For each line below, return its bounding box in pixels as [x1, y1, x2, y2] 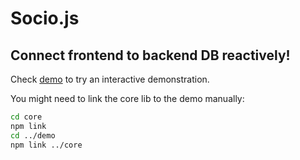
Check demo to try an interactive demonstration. [10, 73, 210, 85]
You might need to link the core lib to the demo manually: [10, 93, 245, 104]
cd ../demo [10, 130, 56, 141]
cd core [10, 112, 43, 122]
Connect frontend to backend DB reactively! [10, 47, 291, 64]
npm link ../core [10, 140, 83, 150]
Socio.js [10, 7, 80, 30]
